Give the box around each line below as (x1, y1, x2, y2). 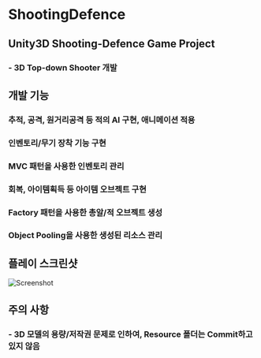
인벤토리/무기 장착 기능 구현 (8, 137, 106, 148)
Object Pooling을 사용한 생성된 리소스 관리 (8, 230, 163, 241)
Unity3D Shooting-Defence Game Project (8, 37, 215, 50)
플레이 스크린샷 (8, 256, 78, 270)
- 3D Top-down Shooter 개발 (8, 62, 117, 73)
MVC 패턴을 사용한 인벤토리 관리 (8, 160, 125, 171)
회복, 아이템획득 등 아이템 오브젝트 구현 (8, 184, 147, 195)
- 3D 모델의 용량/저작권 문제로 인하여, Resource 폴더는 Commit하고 (8, 329, 254, 340)
